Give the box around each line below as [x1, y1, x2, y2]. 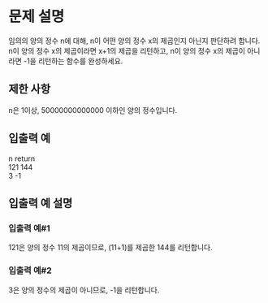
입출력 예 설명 [8, 196, 73, 210]
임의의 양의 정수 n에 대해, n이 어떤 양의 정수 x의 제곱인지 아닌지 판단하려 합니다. [8, 36, 261, 45]
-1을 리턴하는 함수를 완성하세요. [23, 56, 123, 66]
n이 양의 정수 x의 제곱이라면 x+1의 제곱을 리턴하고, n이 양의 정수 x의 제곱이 [8, 45, 246, 55]
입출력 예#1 [8, 223, 50, 234]
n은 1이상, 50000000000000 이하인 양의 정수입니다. [8, 105, 178, 115]
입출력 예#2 [8, 265, 52, 276]
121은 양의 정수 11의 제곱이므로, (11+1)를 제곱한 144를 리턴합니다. [8, 243, 213, 253]
